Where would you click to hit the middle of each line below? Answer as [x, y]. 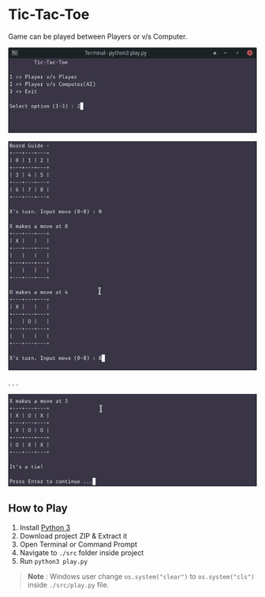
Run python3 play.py [54, 561]
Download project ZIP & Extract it [73, 535]
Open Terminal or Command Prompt [78, 544]
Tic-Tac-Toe [49, 15]
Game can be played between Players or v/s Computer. [98, 36]
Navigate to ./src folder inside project [82, 552]
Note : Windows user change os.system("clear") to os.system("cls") [141, 576]
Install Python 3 [45, 528]
